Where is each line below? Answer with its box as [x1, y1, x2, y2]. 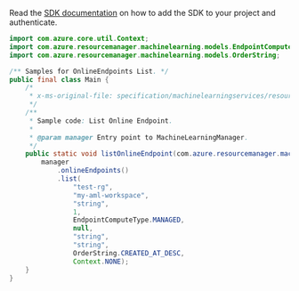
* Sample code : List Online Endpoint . [28, 116, 174, 125]
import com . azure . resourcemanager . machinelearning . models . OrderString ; [9, 51, 280, 60]
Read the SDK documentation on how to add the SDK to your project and [9, 8, 276, 18]
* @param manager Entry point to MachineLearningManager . [28, 133, 249, 141]
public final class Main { [9, 75, 109, 84]
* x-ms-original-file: [28, 92, 114, 101]
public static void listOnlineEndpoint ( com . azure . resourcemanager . [25, 150, 280, 158]
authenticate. [9, 17, 58, 28]
